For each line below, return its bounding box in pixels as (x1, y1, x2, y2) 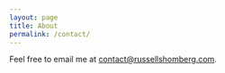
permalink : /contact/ (9, 29, 91, 38)
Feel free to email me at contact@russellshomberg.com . (9, 54, 218, 65)
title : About (9, 21, 58, 30)
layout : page (9, 12, 58, 22)
